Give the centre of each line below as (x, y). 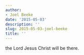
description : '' (23, 24)
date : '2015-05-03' (26, 19)
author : (14, 10)
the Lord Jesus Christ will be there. (42, 48)
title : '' (16, 34)
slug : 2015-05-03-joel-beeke (36, 29)
